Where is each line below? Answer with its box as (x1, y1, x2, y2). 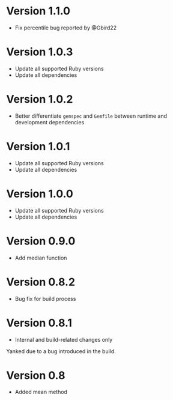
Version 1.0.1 (6, 140, 70, 153)
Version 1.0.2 (6, 92, 73, 106)
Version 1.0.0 (6, 187, 73, 201)
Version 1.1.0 (6, 4, 71, 18)
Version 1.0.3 (6, 45, 73, 59)
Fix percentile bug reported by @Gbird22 (14, 24, 117, 31)
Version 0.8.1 (6, 316, 72, 330)
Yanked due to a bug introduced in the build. (6, 347, 116, 355)
